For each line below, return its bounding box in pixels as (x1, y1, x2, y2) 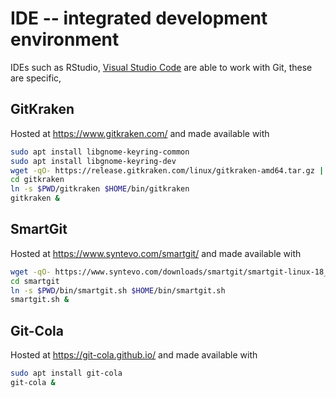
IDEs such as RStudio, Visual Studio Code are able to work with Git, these (10, 61, 313, 73)
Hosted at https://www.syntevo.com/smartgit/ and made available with (10, 247, 302, 259)
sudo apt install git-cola (10, 368, 123, 379)
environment (10, 28, 120, 51)
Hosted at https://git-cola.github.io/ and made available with (10, 349, 258, 361)
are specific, (10, 72, 62, 84)
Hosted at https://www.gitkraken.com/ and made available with (10, 127, 270, 139)
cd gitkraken (10, 175, 65, 185)
